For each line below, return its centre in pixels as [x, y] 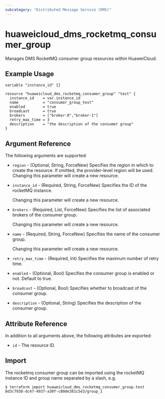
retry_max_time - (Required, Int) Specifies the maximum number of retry [85, 259]
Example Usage [30, 74]
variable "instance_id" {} [33, 85]
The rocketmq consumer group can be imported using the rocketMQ [75, 373]
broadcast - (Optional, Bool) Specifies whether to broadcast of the [80, 288]
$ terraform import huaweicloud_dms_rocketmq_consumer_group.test [75, 387]
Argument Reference [38, 144]
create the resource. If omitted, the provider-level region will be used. [83, 171]
